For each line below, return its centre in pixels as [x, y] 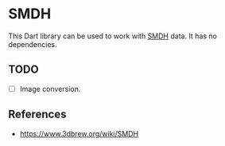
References [37, 114]
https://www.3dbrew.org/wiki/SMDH [79, 133]
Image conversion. [50, 89]
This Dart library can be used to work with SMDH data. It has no [112, 36]
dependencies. [33, 44]
